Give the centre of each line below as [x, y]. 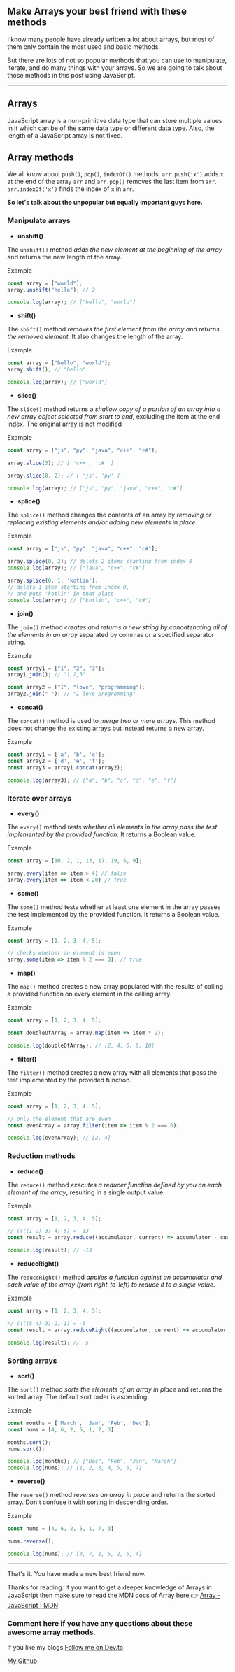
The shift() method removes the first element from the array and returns [114, 329]
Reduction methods [41, 1156]
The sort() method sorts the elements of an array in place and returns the [115, 1389]
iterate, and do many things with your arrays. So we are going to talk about [115, 67]
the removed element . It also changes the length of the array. [95, 337]
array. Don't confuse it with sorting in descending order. [88, 1502]
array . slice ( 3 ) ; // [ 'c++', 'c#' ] [60, 463]
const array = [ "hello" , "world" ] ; [59, 363]
